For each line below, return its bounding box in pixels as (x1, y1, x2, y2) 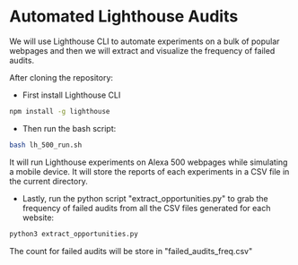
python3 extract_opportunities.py (9, 229, 139, 238)
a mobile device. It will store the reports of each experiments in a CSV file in (9, 166, 290, 176)
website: (22, 212, 55, 223)
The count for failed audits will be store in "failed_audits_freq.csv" (9, 245, 253, 256)
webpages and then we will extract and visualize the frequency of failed (9, 45, 276, 56)
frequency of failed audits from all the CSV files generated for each (22, 202, 271, 213)
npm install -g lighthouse (9, 107, 110, 115)
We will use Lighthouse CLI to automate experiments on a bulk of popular (9, 36, 280, 47)
